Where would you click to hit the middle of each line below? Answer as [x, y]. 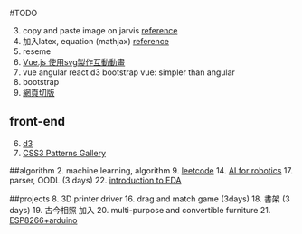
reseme [37, 51]
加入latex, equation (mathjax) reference [96, 41]
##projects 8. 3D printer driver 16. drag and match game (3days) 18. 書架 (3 [150, 199]
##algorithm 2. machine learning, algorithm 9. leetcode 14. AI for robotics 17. [151, 170]
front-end [38, 122]
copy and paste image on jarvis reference [100, 30]
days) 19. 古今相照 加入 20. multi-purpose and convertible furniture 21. [140, 210]
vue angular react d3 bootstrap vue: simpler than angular [128, 72]
